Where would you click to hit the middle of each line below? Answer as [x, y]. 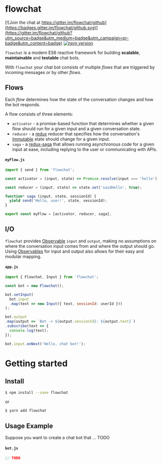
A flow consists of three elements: [39, 114]
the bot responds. [23, 104]
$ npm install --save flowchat [37, 392]
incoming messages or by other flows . [43, 72]
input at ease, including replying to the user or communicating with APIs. [85, 149]
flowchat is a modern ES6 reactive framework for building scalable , [73, 53]
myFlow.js [15, 160]
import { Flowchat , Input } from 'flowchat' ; [52, 277]
